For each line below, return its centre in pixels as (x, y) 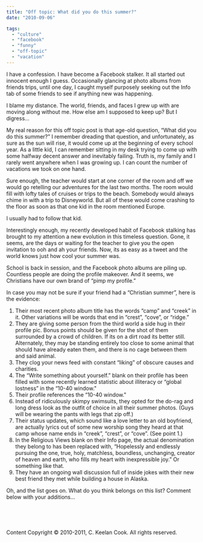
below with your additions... (41, 497)
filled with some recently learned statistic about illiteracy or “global (98, 381)
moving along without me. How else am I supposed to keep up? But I (92, 112)
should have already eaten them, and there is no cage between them (101, 349)
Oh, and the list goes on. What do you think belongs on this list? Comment (98, 490)
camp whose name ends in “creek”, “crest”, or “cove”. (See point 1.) (99, 433)
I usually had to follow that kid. (44, 218)
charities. (27, 369)
